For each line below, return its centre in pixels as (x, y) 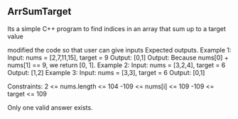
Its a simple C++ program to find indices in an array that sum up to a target (117, 28)
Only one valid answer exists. (50, 107)
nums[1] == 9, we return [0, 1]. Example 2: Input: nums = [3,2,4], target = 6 (117, 65)
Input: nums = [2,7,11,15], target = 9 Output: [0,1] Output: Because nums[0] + (118, 57)
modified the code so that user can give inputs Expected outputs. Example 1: (119, 50)
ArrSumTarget (39, 12)
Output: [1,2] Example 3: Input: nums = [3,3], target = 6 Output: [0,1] (106, 72)
